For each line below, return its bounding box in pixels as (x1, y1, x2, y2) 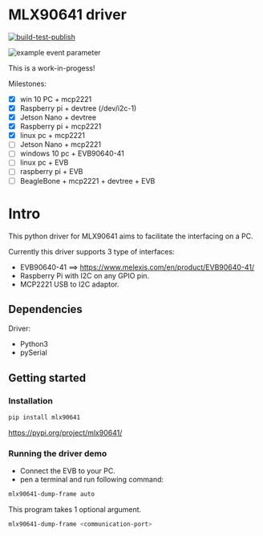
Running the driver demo (8, 448, 107, 459)
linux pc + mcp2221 (19, 131, 86, 140)
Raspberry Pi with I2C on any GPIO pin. (19, 270, 150, 280)
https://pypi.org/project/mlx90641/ (8, 428, 123, 437)
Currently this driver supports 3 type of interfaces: (8, 246, 175, 256)
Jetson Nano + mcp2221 (19, 140, 102, 149)
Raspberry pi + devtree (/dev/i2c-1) (19, 104, 137, 113)
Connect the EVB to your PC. (19, 466, 116, 476)
